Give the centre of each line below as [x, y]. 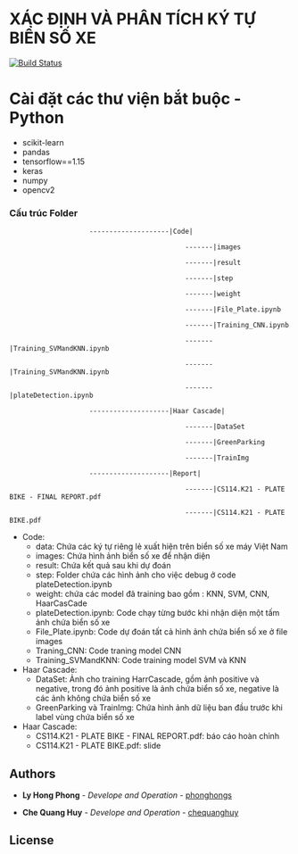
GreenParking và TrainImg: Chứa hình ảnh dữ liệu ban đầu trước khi [159, 708]
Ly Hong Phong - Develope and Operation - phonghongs [127, 795]
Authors [33, 773]
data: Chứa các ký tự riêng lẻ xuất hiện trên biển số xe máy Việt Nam [161, 547]
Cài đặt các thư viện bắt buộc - [125, 99]
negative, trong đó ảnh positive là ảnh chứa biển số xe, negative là [157, 689]
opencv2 [38, 190]
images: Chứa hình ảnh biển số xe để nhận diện [123, 556]
